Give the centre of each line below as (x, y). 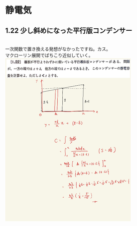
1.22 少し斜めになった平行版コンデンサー (69, 31)
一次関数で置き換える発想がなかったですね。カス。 (58, 49)
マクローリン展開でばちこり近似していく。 (49, 55)
